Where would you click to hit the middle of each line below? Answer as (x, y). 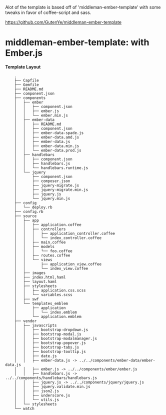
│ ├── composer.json (42, 181)
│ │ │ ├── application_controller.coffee (64, 233)
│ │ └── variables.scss (43, 294)
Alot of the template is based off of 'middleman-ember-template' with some (83, 7)
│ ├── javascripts (35, 325)
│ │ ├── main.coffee (40, 242)
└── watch (24, 408)
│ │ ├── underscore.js (42, 395)
